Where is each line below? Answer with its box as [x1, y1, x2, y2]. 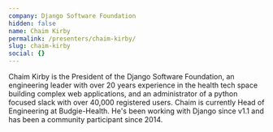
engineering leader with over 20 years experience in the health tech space [8, 80, 258, 90]
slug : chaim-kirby [8, 42, 71, 50]
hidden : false [8, 19, 57, 28]
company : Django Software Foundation [8, 11, 136, 20]
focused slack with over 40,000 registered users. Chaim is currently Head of [8, 98, 265, 107]
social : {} [8, 49, 45, 57]
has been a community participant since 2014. [8, 115, 163, 124]
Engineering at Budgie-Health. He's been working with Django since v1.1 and [8, 106, 264, 116]
